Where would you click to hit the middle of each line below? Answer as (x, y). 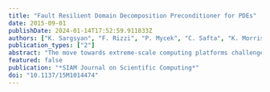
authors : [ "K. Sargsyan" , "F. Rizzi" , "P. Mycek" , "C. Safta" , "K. (124, 38)
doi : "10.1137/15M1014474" (53, 75)
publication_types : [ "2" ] (51, 46)
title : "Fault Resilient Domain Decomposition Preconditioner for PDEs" (133, 16)
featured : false (35, 61)
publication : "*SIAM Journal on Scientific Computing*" (104, 68)
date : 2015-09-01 (37, 23)
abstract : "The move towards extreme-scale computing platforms (118, 53)
